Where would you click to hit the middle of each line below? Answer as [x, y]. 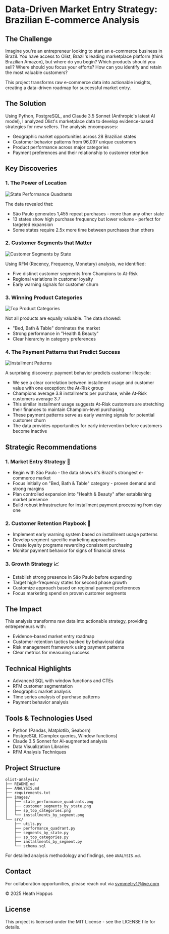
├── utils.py [28, 824]
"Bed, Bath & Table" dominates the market [56, 328]
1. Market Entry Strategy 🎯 [38, 461]
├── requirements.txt [28, 793]
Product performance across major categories [61, 147]
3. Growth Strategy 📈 [32, 564]
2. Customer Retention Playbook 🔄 [48, 523]
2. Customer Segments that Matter [49, 243]
